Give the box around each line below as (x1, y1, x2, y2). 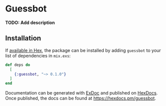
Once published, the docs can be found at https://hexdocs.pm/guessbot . (5, 95, 156, 101)
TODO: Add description (5, 19, 55, 25)
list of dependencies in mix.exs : (5, 52, 71, 58)
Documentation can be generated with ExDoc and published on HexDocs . (5, 90, 158, 96)
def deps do (5, 62, 30, 67)
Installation (5, 34, 41, 42)
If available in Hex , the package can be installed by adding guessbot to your (5, 47, 161, 53)
